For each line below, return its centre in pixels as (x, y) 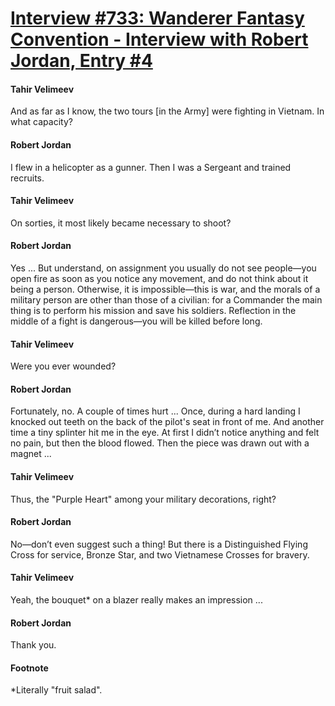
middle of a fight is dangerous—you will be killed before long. (136, 321)
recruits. (27, 178)
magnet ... (31, 454)
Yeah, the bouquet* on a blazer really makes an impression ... (136, 600)
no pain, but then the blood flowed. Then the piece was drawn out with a (160, 443)
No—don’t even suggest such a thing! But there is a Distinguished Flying (159, 544)
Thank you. (33, 645)
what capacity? (41, 122)
